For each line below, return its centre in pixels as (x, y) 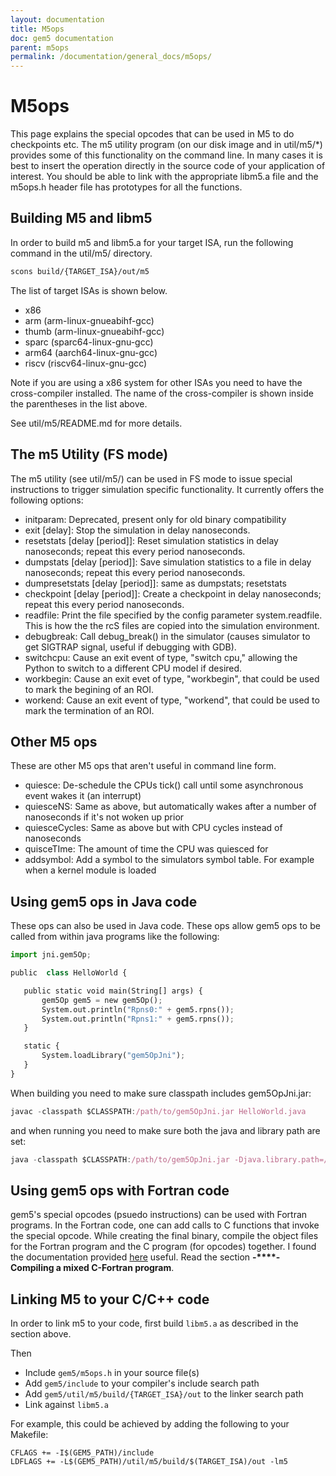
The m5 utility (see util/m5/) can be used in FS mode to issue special (151, 478)
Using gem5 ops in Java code (104, 901)
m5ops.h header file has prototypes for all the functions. (126, 187)
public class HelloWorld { (69, 973)
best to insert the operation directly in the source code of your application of (168, 166)
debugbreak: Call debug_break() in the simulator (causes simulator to (167, 636)
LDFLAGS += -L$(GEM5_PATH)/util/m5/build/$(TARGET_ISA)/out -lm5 (149, 1462)
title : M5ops (37, 29)
